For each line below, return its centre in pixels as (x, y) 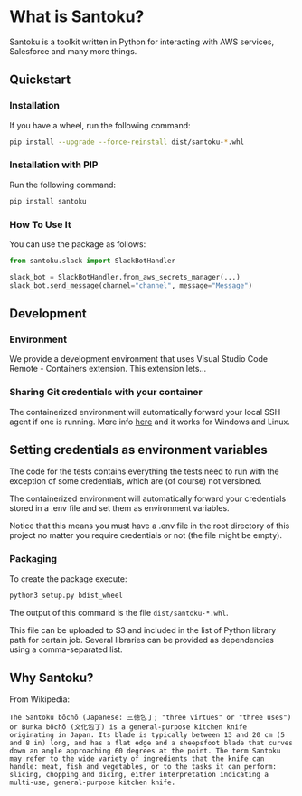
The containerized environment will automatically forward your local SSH (145, 412)
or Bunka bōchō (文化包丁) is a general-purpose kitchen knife (128, 727)
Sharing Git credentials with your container (106, 393)
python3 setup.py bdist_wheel (66, 595)
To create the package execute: (69, 578)
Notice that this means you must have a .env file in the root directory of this (150, 526)
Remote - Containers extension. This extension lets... (108, 369)
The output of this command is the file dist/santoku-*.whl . (119, 612)
